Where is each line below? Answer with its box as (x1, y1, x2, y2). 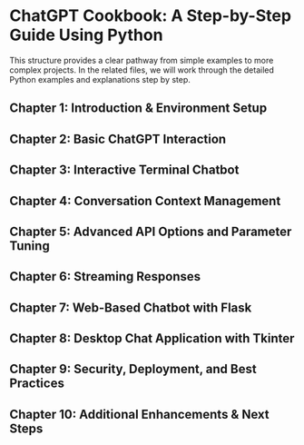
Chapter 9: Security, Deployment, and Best (9, 361, 257, 377)
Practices (9, 376, 65, 391)
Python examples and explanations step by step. (9, 74, 191, 84)
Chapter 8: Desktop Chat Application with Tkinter (9, 331, 295, 346)
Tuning (9, 238, 50, 253)
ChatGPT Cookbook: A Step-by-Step (9, 5, 292, 26)
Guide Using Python (9, 25, 163, 45)
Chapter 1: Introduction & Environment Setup (9, 101, 268, 116)
